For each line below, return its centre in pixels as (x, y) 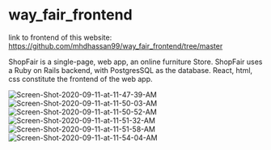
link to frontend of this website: (60, 37)
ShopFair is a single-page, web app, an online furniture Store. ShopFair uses (135, 62)
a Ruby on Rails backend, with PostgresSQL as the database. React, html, (131, 70)
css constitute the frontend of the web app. (80, 79)
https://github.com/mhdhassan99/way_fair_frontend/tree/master (116, 45)
